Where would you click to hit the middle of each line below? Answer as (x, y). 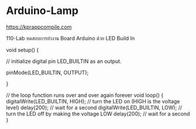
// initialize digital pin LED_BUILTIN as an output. (64, 61)
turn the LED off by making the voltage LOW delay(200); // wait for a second (98, 114)
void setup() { (23, 50)
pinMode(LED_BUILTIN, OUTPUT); (47, 72)
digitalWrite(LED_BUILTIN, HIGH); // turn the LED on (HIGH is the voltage (93, 101)
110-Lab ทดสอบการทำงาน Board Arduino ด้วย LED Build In (71, 38)
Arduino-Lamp (42, 11)
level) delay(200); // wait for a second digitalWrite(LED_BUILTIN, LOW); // (94, 107)
